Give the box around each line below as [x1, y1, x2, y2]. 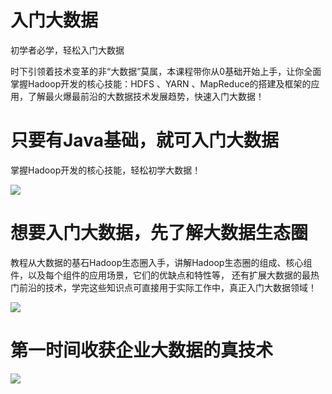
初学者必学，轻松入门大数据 [10, 44, 125, 56]
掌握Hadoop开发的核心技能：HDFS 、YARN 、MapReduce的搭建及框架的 [10, 77, 312, 90]
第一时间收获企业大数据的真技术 [10, 339, 274, 361]
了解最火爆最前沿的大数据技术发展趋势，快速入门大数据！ [27, 90, 265, 102]
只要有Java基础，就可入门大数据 [10, 129, 279, 152]
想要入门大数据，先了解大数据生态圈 [10, 222, 309, 245]
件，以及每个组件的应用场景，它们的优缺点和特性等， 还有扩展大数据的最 [10, 269, 311, 281]
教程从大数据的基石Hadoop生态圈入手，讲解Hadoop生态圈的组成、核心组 [10, 256, 313, 268]
